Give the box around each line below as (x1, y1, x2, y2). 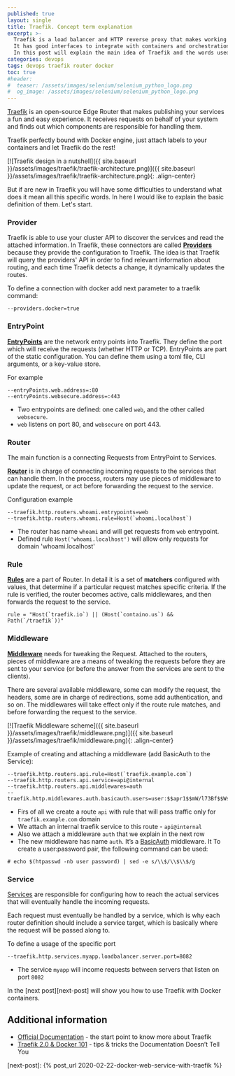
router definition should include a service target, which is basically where (7, 918, 218, 927)
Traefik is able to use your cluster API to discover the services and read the (7, 234, 224, 242)
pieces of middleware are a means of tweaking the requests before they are (7, 657, 226, 665)
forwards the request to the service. (7, 597, 111, 606)
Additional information (7, 1014, 108, 1026)
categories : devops (7, 56, 64, 63)
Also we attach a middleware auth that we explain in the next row (17, 830, 205, 838)
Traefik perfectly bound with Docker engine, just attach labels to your (7, 136, 208, 144)
